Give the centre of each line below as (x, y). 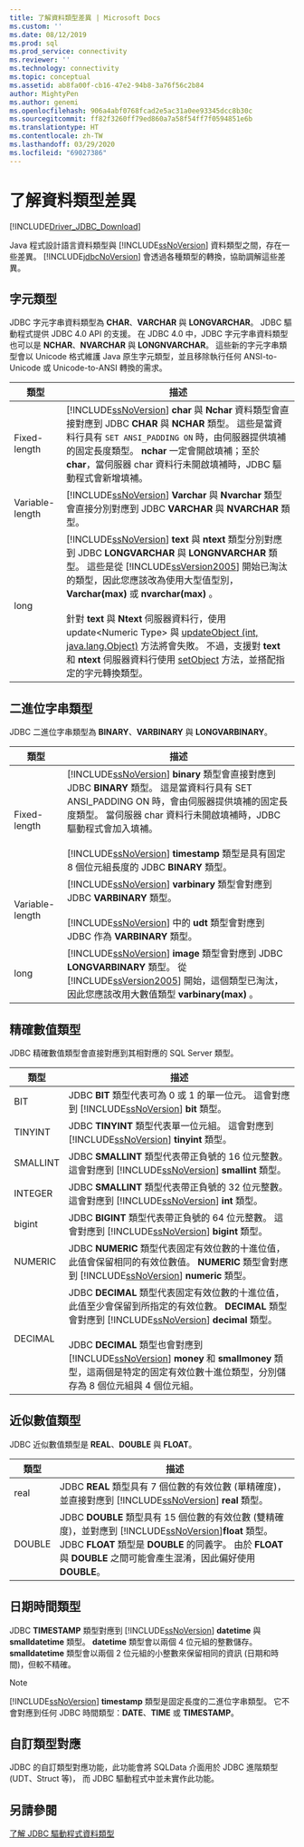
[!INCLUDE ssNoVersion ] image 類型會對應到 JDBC (175, 954)
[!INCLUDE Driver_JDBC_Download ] (76, 226)
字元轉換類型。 (116, 673)
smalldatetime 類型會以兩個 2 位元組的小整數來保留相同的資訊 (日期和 (140, 1653)
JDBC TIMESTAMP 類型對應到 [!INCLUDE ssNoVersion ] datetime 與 (135, 1630)
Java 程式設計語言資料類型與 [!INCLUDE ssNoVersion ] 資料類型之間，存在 (146, 245)
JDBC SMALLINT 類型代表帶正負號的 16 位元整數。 (178, 1156)
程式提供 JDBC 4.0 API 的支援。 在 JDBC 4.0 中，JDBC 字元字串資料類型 (152, 334)
